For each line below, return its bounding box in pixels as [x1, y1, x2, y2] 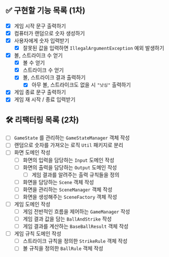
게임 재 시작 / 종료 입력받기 [13, 96, 76, 103]
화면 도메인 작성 [13, 149, 50, 156]
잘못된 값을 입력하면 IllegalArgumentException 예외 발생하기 [22, 45, 165, 51]
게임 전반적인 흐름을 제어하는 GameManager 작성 [22, 208, 130, 215]
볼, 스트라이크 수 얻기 [13, 52, 63, 59]
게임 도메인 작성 [13, 201, 50, 208]
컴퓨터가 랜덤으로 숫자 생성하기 [13, 29, 85, 36]
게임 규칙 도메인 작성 [13, 230, 62, 237]
